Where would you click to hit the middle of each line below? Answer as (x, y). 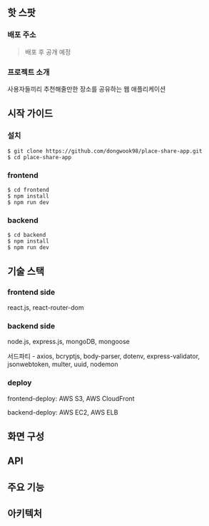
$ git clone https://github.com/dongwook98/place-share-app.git (105, 151)
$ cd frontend (29, 190)
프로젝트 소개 (29, 72)
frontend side (31, 292)
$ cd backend (27, 235)
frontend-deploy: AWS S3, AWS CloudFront (71, 398)
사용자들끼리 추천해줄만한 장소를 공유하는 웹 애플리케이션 (87, 88)
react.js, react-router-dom (46, 307)
